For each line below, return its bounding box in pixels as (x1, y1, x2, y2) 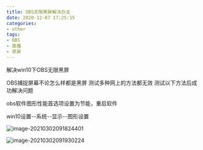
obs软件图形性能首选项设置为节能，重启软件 (6, 99, 118, 107)
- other (6, 26, 26, 32)
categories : (6, 20, 37, 26)
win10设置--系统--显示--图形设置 (6, 112, 89, 120)
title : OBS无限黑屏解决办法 (6, 9, 70, 15)
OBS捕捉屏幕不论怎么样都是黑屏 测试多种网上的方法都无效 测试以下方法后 (6, 79, 192, 86)
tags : (6, 32, 20, 38)
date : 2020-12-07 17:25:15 (6, 15, 75, 21)
